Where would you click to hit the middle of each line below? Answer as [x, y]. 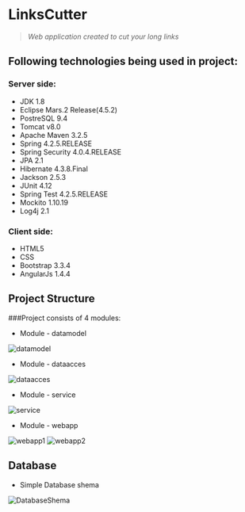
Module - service [48, 395]
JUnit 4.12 [36, 185]
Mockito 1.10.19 [44, 202]
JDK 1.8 [32, 101]
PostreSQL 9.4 [44, 118]
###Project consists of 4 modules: [65, 318]
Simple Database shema [59, 484]
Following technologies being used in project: [123, 61]
